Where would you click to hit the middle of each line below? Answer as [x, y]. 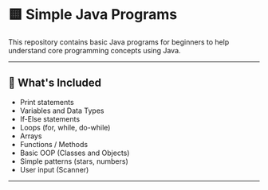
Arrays [31, 136]
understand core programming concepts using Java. [95, 50]
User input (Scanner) [54, 169]
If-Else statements [50, 118]
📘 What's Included [55, 83]
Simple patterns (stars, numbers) [74, 161]
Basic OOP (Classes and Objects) [75, 153]
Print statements [47, 102]
